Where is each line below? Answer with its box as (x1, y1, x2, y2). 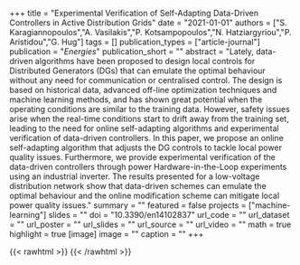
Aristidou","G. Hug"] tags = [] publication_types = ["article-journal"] (9, 36, 260, 47)
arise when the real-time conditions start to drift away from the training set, (9, 113, 289, 124)
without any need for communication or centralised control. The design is (9, 75, 283, 85)
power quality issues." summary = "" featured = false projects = (9, 200, 247, 211)
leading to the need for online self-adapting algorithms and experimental (9, 123, 279, 134)
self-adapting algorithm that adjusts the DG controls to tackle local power (9, 142, 283, 153)
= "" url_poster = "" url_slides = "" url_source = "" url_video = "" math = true (9, 219, 292, 230)
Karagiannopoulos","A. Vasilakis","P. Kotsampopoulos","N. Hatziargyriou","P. (9, 27, 292, 37)
